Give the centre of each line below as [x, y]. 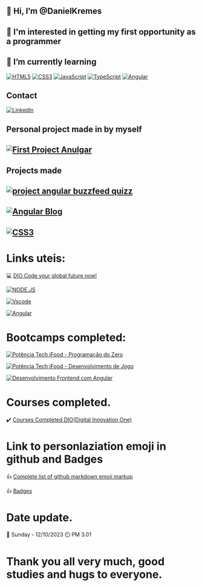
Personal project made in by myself [74, 129]
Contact [22, 96]
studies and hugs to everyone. [84, 574]
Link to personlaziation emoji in [86, 446]
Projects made [34, 170]
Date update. [39, 518]
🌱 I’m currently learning [51, 62]
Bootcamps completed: [66, 337]
